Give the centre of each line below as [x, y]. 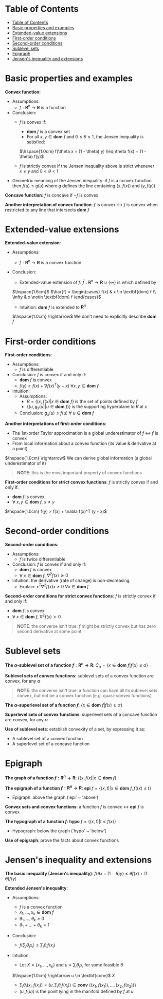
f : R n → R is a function [43, 107]
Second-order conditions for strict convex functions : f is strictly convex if [80, 596]
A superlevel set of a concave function [51, 744]
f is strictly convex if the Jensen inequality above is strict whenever [87, 166]
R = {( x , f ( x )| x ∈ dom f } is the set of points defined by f [82, 402]
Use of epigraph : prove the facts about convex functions [62, 840]
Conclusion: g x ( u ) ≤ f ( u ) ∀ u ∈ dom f [57, 413]
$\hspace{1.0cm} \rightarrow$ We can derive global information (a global [79, 458]
